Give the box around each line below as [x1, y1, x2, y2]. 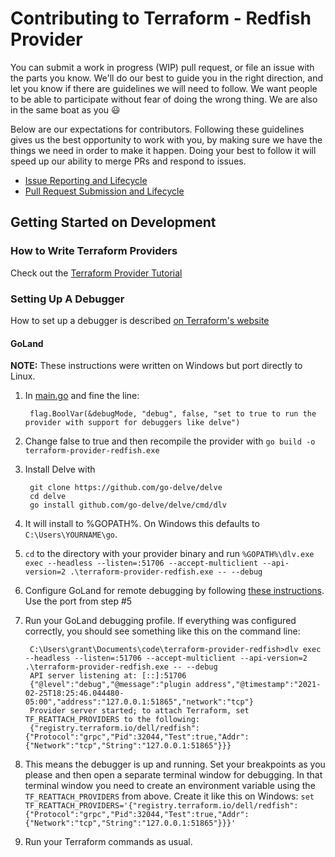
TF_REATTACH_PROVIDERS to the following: [24, 715, 200, 725]
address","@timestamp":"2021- [194, 680, 322, 690]
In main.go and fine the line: [24, 390, 140, 402]
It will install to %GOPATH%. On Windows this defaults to [24, 518, 260, 530]
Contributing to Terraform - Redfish [10, 7, 312, 30]
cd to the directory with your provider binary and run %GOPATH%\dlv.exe [24, 548, 315, 560]
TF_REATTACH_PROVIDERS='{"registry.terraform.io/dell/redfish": [24, 801, 299, 811]
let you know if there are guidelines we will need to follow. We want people [10, 82, 318, 94]
